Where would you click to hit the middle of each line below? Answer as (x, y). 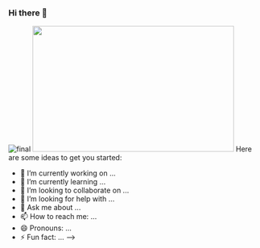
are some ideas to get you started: (65, 158)
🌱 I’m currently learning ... (63, 182)
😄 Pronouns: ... (46, 228)
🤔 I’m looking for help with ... (67, 199)
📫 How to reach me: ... (58, 217)
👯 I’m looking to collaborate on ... (74, 190)
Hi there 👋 (28, 13)
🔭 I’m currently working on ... (68, 173)
